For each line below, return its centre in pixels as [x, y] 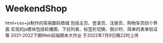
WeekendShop [36, 9]
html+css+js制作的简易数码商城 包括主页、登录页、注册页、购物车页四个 [79, 23]
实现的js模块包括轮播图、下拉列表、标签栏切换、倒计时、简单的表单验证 [84, 29]
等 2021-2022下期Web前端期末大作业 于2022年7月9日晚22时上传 [72, 35]
